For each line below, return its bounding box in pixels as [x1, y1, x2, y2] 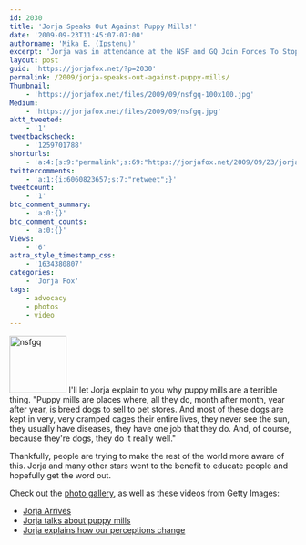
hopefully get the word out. [9, 470, 112, 481]
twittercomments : [9, 166, 76, 175]
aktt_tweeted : [9, 115, 64, 124]
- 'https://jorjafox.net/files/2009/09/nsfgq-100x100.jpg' [25, 89, 255, 99]
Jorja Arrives [22, 506, 71, 517]
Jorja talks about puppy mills [22, 515, 131, 526]
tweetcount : [9, 183, 55, 193]
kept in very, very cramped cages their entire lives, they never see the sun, [9, 414, 290, 424]
